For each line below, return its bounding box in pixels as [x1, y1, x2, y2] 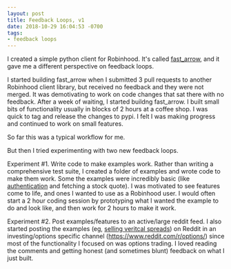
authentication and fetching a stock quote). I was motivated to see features [7, 182, 221, 190]
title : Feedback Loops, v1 [7, 17, 85, 24]
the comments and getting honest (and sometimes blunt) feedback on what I [7, 247, 225, 255]
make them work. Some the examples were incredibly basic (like [7, 174, 190, 183]
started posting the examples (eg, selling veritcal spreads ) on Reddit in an [7, 225, 217, 233]
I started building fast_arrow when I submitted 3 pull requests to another [7, 75, 212, 84]
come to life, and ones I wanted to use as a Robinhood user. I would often [7, 189, 216, 198]
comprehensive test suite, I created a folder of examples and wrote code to [7, 167, 221, 176]
